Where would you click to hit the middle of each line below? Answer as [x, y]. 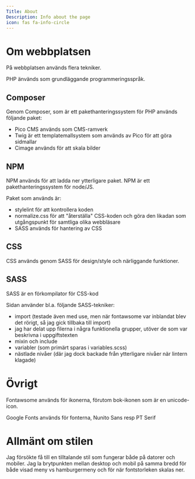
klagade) [25, 360]
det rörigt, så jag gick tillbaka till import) [63, 322]
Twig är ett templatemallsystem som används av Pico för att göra [93, 136]
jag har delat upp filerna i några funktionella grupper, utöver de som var [101, 329]
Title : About [22, 11]
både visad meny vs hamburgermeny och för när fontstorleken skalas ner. [95, 470]
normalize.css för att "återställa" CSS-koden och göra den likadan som [100, 215]
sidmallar [26, 142]
